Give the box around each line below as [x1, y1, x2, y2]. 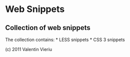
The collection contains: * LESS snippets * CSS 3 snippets [5, 36, 125, 42]
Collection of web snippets [5, 23, 91, 32]
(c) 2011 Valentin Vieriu [5, 46, 52, 52]
